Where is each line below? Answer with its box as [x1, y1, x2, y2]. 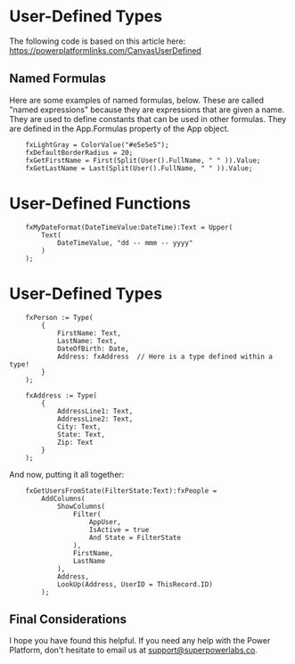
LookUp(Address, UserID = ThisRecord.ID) [56, 579, 214, 589]
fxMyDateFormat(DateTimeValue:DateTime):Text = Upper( [25, 223, 234, 232]
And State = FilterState [88, 533, 181, 542]
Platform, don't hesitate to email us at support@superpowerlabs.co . [9, 644, 258, 656]
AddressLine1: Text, [56, 406, 134, 415]
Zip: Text [56, 438, 94, 447]
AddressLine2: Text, [56, 414, 134, 423]
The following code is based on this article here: [9, 36, 186, 46]
